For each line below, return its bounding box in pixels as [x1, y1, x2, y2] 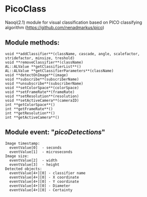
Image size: [5, 153, 29, 158]
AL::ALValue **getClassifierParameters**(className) [5, 68, 114, 73]
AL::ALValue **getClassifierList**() [5, 64, 82, 69]
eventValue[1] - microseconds [9, 149, 73, 154]
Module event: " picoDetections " [5, 128, 105, 136]
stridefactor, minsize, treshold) [5, 56, 75, 61]
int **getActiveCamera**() [5, 115, 60, 120]
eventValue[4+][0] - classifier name [9, 170, 86, 175]
